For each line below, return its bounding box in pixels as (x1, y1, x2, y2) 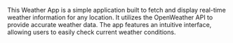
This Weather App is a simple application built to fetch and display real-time (7, 6, 226, 14)
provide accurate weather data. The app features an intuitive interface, (7, 21, 212, 28)
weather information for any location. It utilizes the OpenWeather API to (7, 13, 213, 21)
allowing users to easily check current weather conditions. (7, 28, 176, 36)
